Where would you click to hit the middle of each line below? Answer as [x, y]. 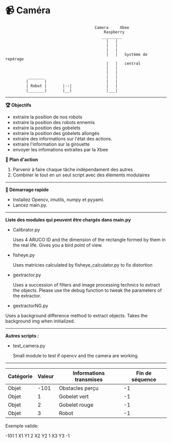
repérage [15, 59]
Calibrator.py [26, 230]
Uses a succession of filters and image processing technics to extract [86, 285]
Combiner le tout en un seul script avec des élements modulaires [81, 175]
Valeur [46, 376]
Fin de [144, 373]
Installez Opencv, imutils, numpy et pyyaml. [58, 199]
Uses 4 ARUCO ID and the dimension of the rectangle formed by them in [89, 239]
